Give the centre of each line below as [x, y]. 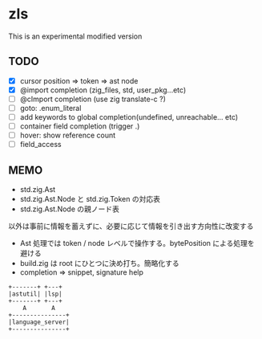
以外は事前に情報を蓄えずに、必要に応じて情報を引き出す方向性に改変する [131, 227]
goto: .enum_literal [50, 108]
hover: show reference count [68, 135]
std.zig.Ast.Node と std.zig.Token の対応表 [90, 199]
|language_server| [39, 322]
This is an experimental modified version [75, 36]
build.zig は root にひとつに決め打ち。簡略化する [99, 263]
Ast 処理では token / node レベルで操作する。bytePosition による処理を [137, 243]
